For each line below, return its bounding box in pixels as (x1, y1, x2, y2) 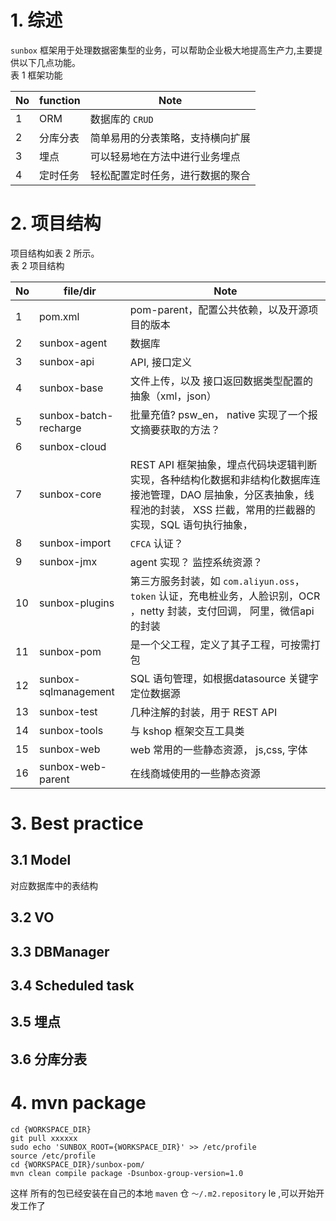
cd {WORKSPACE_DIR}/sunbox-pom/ (10, 1159, 145, 1170)
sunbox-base (39, 381, 104, 395)
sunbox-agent (39, 336, 108, 350)
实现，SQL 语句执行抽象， (129, 517, 253, 531)
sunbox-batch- (39, 408, 114, 422)
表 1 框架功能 (10, 69, 63, 81)
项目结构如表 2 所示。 (10, 247, 100, 259)
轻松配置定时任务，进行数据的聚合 (89, 168, 251, 182)
